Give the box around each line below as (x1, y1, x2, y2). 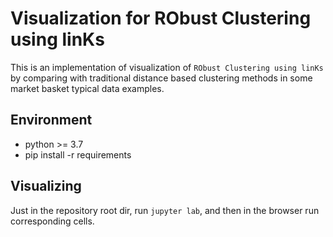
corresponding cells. (10, 215, 95, 227)
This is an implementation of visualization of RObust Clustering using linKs (10, 61, 324, 73)
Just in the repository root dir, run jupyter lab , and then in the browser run (10, 204, 320, 216)
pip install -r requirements (24, 148, 132, 161)
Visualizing (10, 178, 82, 195)
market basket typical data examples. (10, 82, 165, 94)
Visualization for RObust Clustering (10, 7, 312, 30)
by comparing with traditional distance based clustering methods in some (10, 72, 313, 84)
